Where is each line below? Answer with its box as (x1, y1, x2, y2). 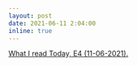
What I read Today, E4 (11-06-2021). (8, 49, 129, 59)
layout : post (8, 11, 53, 20)
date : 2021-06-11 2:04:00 (8, 19, 96, 27)
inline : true (8, 27, 53, 35)
